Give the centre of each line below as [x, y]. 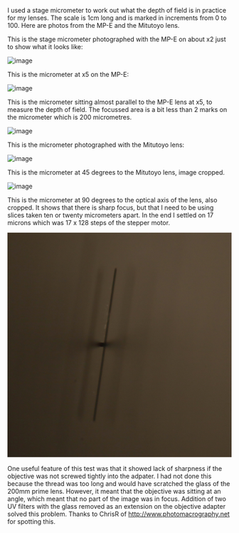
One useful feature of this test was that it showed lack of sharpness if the [115, 469]
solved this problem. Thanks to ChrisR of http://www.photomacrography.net [118, 514]
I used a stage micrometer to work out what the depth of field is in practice [117, 10]
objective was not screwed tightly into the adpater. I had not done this [110, 476]
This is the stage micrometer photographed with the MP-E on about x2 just [117, 39]
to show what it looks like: [45, 47]
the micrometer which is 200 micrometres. [70, 117]
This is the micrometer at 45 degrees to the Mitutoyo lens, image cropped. [116, 172]
